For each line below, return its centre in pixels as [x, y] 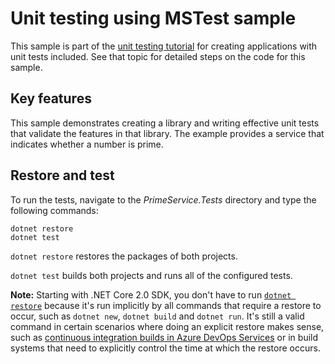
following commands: [54, 210]
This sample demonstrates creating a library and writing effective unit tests [165, 123]
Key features [51, 98]
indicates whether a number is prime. [87, 144]
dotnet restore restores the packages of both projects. [124, 256]
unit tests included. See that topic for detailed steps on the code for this [158, 56]
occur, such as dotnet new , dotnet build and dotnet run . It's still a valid [157, 316]
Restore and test [62, 175]
